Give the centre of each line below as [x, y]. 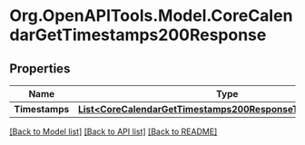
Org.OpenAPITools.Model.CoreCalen [151, 16]
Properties [40, 68]
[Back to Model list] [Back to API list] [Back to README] [113, 131]
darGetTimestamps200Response [138, 35]
